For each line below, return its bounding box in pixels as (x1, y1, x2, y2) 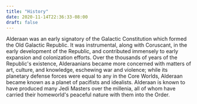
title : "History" (6, 8, 49, 15)
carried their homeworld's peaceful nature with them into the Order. (6, 91, 170, 98)
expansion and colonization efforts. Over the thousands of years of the (6, 54, 178, 61)
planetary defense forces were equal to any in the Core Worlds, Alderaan (6, 72, 183, 79)
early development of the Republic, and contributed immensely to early (6, 48, 178, 55)
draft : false (6, 19, 38, 25)
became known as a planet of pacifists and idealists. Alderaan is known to (6, 79, 185, 86)
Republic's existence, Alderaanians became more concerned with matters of (6, 60, 191, 67)
